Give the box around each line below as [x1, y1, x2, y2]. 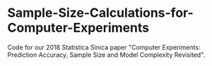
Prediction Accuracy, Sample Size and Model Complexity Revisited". [7, 51, 206, 59]
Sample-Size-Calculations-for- [7, 5, 194, 21]
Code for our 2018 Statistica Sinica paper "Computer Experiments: [7, 43, 201, 51]
